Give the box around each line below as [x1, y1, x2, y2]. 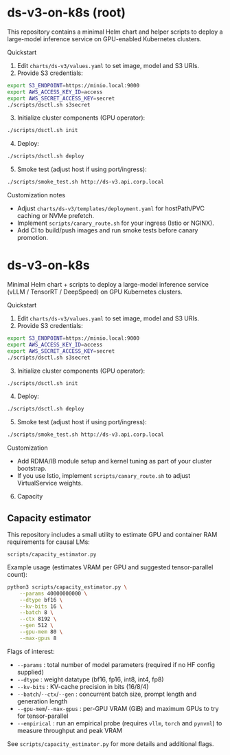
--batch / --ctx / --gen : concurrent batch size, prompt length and [16, 690, 197, 698]
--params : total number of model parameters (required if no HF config [16, 660, 215, 668]
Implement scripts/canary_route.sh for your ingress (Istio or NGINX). [16, 219, 214, 228]
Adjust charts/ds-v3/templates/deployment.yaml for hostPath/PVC [16, 204, 205, 212]
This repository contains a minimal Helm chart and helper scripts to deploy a [7, 28, 223, 36]
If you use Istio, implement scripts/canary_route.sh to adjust [16, 472, 191, 480]
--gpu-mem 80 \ [19, 628, 63, 635]
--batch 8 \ [19, 609, 54, 616]
